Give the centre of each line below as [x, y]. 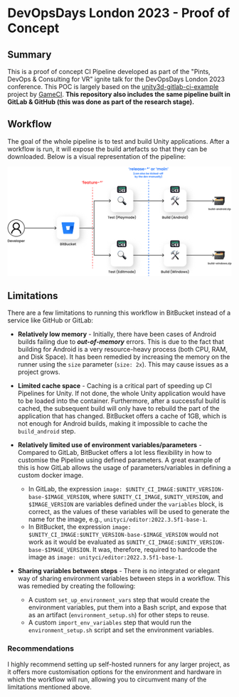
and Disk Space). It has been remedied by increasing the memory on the [124, 357]
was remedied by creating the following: [76, 586]
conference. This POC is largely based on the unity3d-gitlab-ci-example [113, 87]
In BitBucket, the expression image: [80, 527]
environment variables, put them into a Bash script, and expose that [127, 607]
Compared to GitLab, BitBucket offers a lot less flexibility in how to [115, 453]
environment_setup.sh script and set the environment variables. [121, 630]
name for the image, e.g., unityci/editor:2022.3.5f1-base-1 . [118, 519]
